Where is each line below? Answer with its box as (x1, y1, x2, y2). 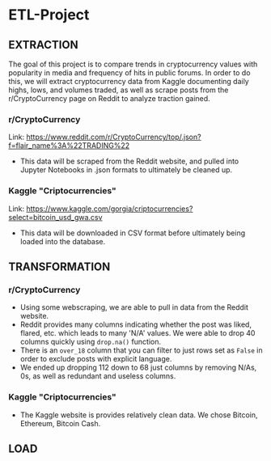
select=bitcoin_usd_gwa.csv (8, 212, 103, 222)
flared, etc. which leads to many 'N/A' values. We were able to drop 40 (19, 328, 256, 338)
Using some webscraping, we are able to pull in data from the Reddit (19, 302, 249, 312)
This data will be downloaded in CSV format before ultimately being (19, 228, 245, 238)
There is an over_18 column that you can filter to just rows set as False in (19, 345, 263, 355)
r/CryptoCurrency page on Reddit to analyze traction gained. (8, 94, 210, 103)
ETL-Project (8, 6, 90, 24)
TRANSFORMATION (8, 260, 111, 273)
